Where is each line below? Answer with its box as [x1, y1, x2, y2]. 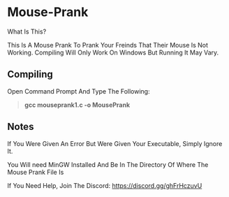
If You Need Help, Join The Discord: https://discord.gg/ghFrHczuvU [7, 181, 202, 189]
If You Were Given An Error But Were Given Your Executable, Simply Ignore [7, 139, 223, 147]
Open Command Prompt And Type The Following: [7, 87, 150, 95]
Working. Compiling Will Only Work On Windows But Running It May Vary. [7, 48, 219, 57]
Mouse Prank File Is [7, 168, 64, 176]
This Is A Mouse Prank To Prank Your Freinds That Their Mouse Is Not [7, 41, 208, 49]
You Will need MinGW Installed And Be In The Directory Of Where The [7, 160, 209, 168]
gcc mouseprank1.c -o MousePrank [24, 101, 131, 109]
